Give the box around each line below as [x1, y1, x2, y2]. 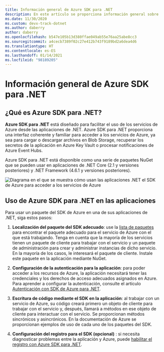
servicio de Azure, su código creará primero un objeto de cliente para [12, 300, 153, 307]
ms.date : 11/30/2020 [5, 16, 47, 21]
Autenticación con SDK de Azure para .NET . [12, 286, 101, 292]
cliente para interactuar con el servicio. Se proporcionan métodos [12, 311, 145, 317]
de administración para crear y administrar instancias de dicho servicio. [12, 245, 157, 251]
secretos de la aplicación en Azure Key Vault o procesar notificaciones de [5, 142, 154, 148]
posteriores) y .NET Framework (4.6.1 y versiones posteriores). [5, 167, 131, 173]
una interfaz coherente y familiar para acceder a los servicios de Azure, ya [5, 132, 156, 138]
